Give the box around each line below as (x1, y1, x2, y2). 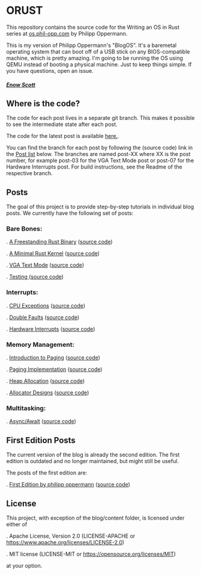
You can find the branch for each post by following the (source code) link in (6, 144, 193, 151)
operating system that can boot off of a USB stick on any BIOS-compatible (6, 48, 190, 55)
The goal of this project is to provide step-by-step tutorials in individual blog (6, 203, 194, 211)
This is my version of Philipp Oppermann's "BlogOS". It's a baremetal (6, 42, 177, 49)
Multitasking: (6, 404, 46, 412)
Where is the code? (6, 98, 80, 108)
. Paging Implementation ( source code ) (6, 365, 103, 373)
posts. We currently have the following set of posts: (6, 210, 134, 217)
